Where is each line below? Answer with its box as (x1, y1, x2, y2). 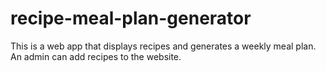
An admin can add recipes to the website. (10, 50, 182, 62)
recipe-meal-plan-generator (10, 7, 252, 30)
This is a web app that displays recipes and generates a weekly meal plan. (10, 40, 317, 52)
